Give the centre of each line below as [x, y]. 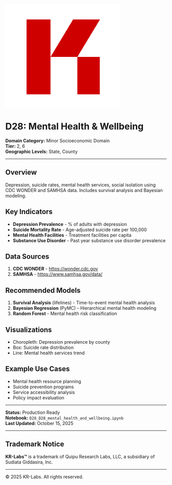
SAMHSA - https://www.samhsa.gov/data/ [58, 274]
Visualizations [29, 330]
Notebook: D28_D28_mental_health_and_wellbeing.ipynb [64, 418]
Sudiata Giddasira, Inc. [29, 462]
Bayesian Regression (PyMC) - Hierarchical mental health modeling [84, 308]
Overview [21, 172]
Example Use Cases [38, 369]
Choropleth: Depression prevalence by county [61, 342]
